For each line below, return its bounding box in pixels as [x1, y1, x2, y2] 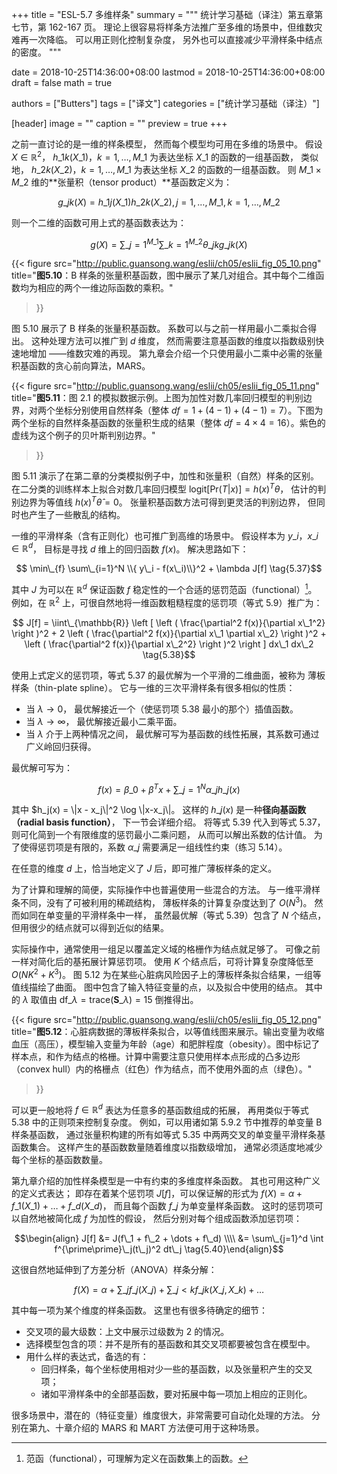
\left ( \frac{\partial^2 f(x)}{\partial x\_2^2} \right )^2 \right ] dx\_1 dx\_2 [24, 638, 314, 650]
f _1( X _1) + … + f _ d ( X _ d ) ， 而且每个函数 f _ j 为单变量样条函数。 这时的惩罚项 [11, 1200, 315, 1212]
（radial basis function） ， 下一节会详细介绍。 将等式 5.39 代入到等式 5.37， [11, 816, 326, 828]
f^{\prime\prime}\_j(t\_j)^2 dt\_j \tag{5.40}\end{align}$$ [54, 1243, 284, 1255]
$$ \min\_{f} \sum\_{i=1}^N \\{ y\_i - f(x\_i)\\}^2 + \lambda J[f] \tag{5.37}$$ [15, 563, 323, 575]
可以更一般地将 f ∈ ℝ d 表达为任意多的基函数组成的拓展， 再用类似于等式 [11, 1102, 309, 1116]
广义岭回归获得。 [25, 740, 97, 752]
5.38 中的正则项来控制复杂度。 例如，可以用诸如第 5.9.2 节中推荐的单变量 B [11, 1116, 323, 1128]
